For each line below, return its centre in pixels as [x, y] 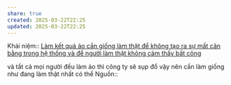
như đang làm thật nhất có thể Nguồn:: [63, 74]
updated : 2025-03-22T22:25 [46, 26]
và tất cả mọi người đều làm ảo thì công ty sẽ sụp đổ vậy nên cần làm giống [116, 67]
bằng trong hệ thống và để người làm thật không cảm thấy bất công [104, 53]
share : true [24, 13]
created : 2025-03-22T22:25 [46, 20]
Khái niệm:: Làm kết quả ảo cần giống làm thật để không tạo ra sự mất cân [114, 46]
